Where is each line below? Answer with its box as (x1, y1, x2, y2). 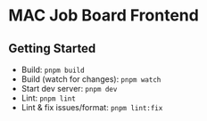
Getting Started (8, 41, 96, 56)
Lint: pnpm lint (21, 93, 77, 103)
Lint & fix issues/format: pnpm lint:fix (21, 102, 163, 112)
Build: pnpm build (21, 64, 86, 75)
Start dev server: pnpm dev (21, 84, 118, 93)
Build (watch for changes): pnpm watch (21, 74, 161, 85)
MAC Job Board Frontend (8, 5, 200, 26)
